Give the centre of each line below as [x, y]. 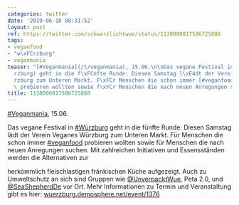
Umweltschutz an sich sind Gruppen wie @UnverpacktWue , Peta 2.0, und [115, 179]
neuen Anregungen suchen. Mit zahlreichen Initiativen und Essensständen [116, 150]
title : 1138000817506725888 [49, 93]
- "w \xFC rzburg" [31, 54]
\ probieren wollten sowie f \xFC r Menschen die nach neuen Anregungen [121, 87]
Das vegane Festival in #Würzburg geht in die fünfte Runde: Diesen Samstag [119, 127]
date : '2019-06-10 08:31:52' [51, 21]
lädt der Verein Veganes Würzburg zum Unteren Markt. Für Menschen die [115, 135]
